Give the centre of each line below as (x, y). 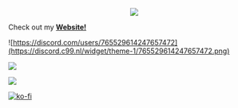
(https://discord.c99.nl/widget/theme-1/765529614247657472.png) (119, 51)
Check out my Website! (48, 27)
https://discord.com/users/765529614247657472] (95, 42)
